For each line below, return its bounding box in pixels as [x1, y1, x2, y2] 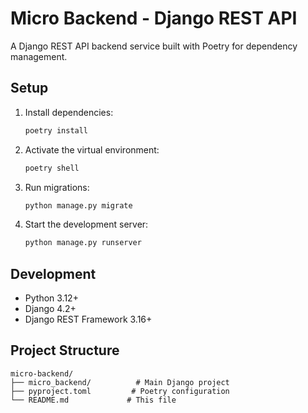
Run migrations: [24, 181, 90, 193]
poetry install [24, 125, 89, 136]
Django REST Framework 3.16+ [24, 313, 153, 326]
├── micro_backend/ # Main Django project [10, 377, 230, 387]
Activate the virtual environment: [24, 143, 160, 156]
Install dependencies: [24, 106, 114, 118]
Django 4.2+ [24, 303, 77, 315]
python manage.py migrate [24, 200, 133, 211]
